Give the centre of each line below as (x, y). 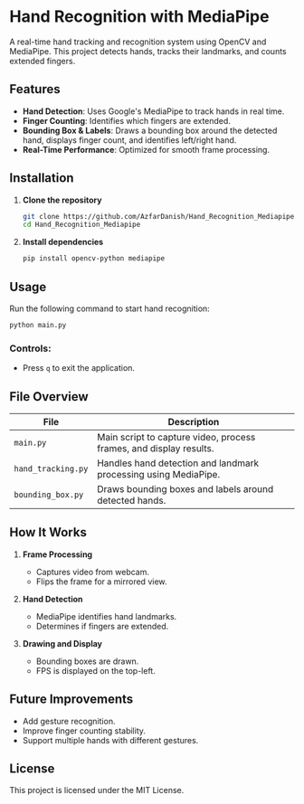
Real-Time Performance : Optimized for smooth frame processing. (146, 149)
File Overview (49, 397)
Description (194, 421)
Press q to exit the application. (79, 368)
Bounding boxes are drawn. (87, 661)
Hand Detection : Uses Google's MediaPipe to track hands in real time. (153, 111)
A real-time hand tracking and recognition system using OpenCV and (138, 42)
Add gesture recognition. (69, 721)
